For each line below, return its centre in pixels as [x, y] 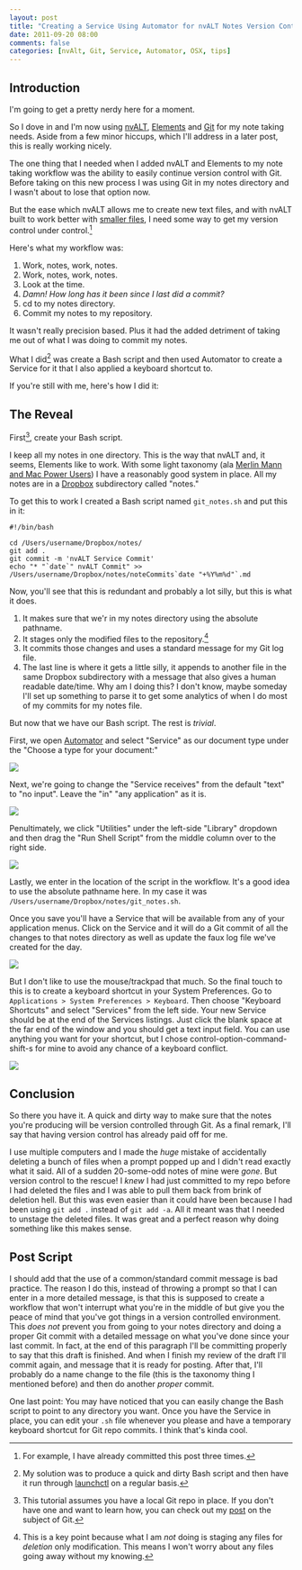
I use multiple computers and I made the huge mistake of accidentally [138, 1152]
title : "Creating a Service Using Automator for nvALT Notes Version [142, 26]
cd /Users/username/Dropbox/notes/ [76, 543]
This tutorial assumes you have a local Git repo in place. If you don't [148, 1500]
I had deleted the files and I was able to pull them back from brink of [136, 1191]
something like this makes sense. [71, 1229]
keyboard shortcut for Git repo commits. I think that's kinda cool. [129, 1430]
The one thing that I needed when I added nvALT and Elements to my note [146, 163]
